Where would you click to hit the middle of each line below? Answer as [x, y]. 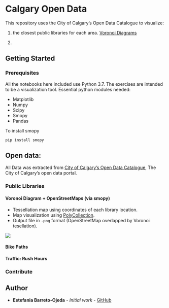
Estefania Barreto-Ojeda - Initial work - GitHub [62, 300]
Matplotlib [23, 99]
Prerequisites [22, 73]
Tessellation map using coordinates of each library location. [75, 210]
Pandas [21, 121]
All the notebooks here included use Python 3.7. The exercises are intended [84, 84]
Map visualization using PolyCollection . [54, 215]
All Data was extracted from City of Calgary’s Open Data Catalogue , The [81, 167]
